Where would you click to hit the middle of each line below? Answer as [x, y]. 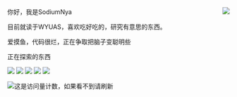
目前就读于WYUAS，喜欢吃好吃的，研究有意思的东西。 [87, 27]
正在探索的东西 [29, 57]
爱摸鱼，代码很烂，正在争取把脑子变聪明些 [69, 42]
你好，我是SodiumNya [40, 12]
